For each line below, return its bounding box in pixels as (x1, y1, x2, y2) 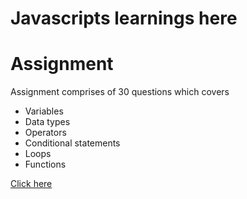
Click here (10, 178, 53, 190)
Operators (24, 127, 67, 139)
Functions (24, 158, 67, 171)
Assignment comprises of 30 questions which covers (10, 86, 230, 98)
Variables (24, 105, 64, 117)
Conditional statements (24, 137, 121, 149)
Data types (24, 116, 71, 128)
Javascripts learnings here (10, 7, 238, 30)
